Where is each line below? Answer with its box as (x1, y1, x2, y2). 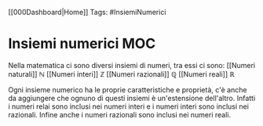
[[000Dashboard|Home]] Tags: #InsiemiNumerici (8, 8, 166, 16)
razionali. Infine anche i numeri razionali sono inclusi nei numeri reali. (8, 110, 232, 119)
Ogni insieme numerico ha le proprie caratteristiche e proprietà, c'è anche (8, 85, 247, 94)
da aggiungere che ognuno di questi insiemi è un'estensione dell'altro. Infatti (8, 93, 256, 103)
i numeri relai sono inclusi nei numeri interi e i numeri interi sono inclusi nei (8, 102, 250, 111)
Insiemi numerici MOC (8, 35, 156, 52)
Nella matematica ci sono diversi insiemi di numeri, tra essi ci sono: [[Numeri (8, 60, 256, 70)
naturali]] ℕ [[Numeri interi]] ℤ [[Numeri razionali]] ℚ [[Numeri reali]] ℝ (8, 69, 236, 78)
